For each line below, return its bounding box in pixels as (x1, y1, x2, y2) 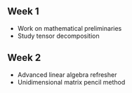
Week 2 (7, 52, 41, 64)
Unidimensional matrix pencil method (17, 78, 126, 86)
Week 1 (7, 6, 39, 17)
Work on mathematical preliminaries (17, 24, 122, 32)
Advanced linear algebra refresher (17, 70, 117, 79)
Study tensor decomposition (17, 31, 100, 40)
